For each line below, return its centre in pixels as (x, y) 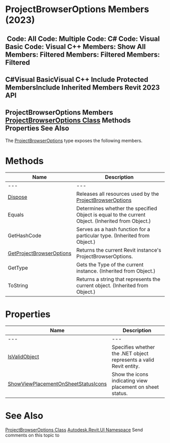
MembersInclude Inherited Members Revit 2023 (83, 87)
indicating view (130, 380)
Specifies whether (133, 347)
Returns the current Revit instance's (119, 250)
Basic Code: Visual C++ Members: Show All (75, 47)
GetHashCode (25, 235)
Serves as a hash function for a (113, 229)
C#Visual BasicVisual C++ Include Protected (77, 79)
